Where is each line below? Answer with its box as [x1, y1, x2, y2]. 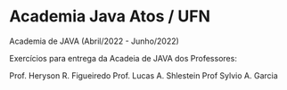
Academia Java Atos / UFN [9, 6, 211, 27]
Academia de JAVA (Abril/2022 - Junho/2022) [9, 36, 180, 46]
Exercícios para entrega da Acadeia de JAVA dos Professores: [9, 53, 238, 63]
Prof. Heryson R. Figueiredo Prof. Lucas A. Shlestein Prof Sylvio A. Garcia [9, 70, 278, 81]
